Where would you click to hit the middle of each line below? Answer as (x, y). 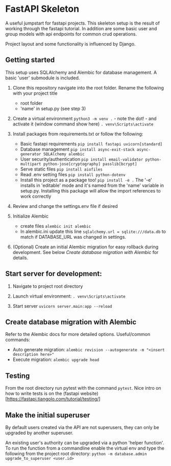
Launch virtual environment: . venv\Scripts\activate (69, 296)
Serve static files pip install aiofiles (62, 169)
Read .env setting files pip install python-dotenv (73, 174)
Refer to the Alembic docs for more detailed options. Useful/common (78, 334)
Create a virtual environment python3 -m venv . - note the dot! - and (84, 118)
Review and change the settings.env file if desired (65, 206)
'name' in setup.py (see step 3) (53, 109)
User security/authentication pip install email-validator (82, 159)
